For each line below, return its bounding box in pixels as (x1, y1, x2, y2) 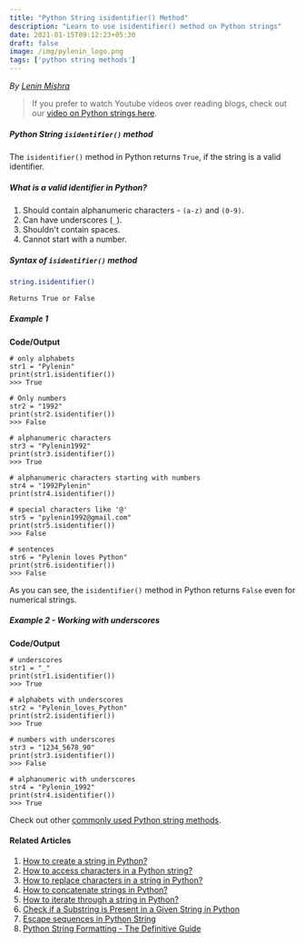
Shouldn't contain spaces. (22, 223, 121, 234)
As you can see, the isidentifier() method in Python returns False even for (9, 584, 296, 595)
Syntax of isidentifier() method (9, 254, 138, 265)
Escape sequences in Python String (22, 913, 156, 924)
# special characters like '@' (9, 505, 128, 514)
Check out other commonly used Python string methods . (9, 814, 222, 825)
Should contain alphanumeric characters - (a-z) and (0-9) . (22, 204, 245, 215)
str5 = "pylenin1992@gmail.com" (9, 512, 132, 522)
